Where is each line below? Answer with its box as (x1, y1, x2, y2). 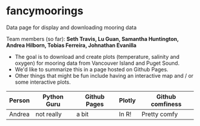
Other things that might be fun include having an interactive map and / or (14, 72, 193, 79)
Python (42, 92, 64, 100)
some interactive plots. (14, 78, 71, 86)
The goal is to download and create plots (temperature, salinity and (14, 53, 180, 60)
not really (35, 110, 62, 118)
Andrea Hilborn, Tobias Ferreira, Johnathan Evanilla (6, 42, 137, 49)
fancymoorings (6, 4, 83, 18)
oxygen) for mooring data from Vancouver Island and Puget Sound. (14, 59, 180, 67)
